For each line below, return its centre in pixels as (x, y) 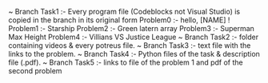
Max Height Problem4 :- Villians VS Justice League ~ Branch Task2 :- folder (133, 37)
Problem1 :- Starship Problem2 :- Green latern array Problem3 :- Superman (131, 28)
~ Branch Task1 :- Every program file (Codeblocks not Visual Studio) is (124, 12)
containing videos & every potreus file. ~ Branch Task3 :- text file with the (130, 45)
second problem (35, 71)
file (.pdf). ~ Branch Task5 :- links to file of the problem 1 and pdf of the (126, 62)
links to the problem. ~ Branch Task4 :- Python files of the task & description (134, 54)
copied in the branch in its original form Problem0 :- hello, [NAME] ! (119, 20)
